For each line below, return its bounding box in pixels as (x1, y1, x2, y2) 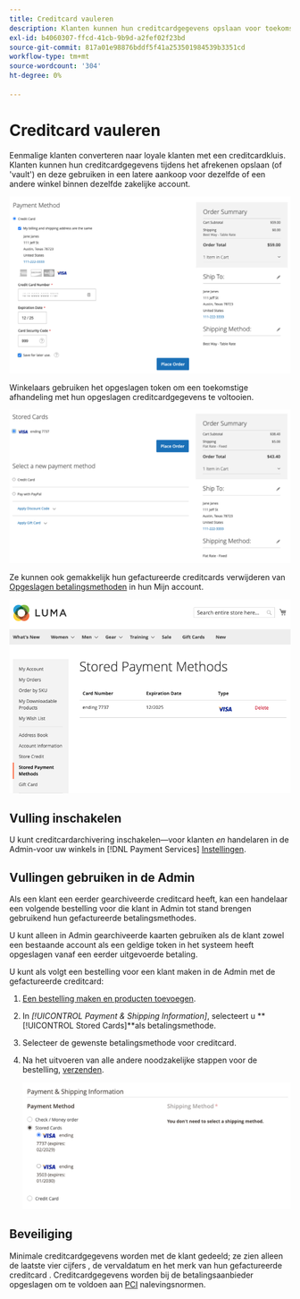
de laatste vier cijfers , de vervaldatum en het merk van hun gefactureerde (9, 1260, 283, 1270)
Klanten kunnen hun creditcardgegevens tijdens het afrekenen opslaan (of (9, 159, 283, 170)
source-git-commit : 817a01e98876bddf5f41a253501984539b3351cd (9, 43, 246, 52)
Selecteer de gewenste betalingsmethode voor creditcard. (21, 1038, 237, 1048)
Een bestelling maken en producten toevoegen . (21, 994, 196, 1004)
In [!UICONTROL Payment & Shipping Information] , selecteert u (21, 1011, 256, 1021)
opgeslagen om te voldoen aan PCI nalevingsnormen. (9, 1278, 206, 1289)
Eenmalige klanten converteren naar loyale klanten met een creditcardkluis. (9, 150, 286, 160)
